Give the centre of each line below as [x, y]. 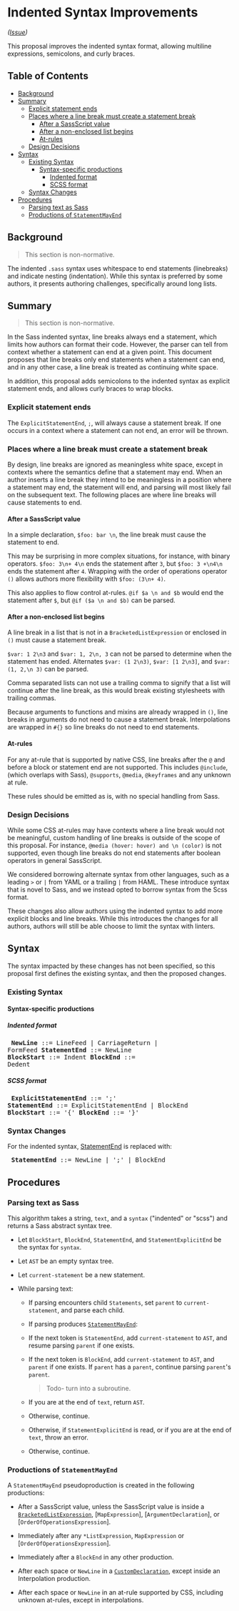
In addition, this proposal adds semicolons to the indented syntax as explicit [119, 381]
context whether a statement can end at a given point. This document [110, 352]
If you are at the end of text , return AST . [86, 1402]
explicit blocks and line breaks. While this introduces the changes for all [113, 918]
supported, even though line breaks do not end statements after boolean [114, 853]
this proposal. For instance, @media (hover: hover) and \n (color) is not [115, 845]
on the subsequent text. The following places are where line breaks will [112, 494]
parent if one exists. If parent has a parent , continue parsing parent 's [130, 1367]
